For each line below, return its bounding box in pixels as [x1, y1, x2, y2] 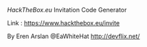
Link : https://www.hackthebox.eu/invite [7, 19, 120, 27]
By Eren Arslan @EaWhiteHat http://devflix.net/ [7, 32, 140, 40]
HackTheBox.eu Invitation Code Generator [7, 6, 127, 14]
